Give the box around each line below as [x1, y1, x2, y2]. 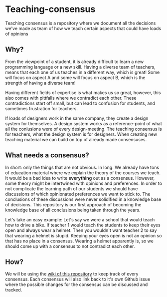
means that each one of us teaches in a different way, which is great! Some [5, 69, 160, 75]
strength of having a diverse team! [5, 80, 76, 86]
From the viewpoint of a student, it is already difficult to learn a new [5, 59, 144, 65]
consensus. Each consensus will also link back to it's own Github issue [5, 276, 151, 282]
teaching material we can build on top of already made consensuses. [5, 136, 147, 142]
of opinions [5, 31, 28, 37]
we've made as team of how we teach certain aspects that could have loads [5, 25, 161, 31]
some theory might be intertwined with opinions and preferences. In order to [5, 180, 163, 186]
